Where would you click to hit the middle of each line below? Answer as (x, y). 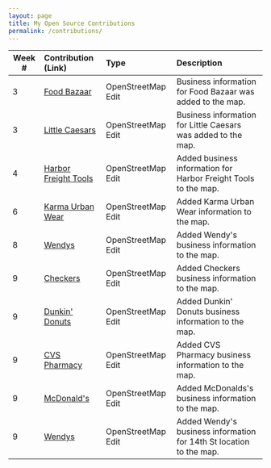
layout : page (30, 16)
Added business (207, 158)
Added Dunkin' (204, 302)
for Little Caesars (209, 125)
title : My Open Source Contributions (72, 23)
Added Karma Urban (215, 202)
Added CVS (198, 345)
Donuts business (208, 311)
